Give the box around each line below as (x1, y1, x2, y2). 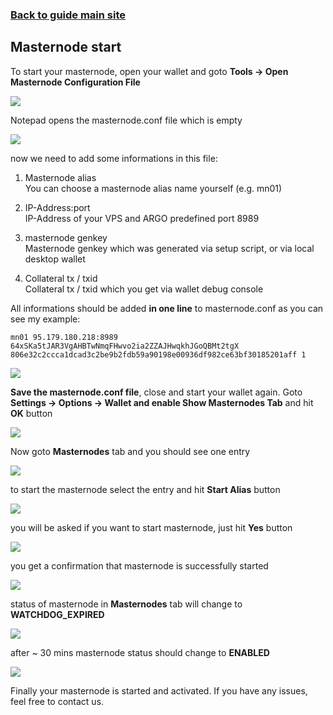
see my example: (10, 313, 81, 325)
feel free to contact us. (10, 695, 105, 707)
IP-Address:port (24, 201, 91, 213)
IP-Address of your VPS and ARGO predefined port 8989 (24, 212, 260, 224)
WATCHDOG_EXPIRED (10, 608, 105, 620)
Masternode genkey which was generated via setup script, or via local (24, 242, 315, 254)
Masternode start (10, 39, 122, 56)
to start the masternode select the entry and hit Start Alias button (10, 483, 281, 495)
